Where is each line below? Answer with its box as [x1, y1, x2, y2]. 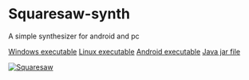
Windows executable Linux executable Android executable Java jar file [8, 46, 241, 56]
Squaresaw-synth [8, 5, 130, 23]
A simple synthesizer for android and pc [8, 31, 140, 41]
